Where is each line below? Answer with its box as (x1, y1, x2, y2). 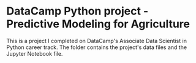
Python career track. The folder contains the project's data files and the (6, 44, 187, 51)
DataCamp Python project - (6, 4, 149, 18)
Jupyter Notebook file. (6, 50, 63, 57)
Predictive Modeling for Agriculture (6, 17, 190, 31)
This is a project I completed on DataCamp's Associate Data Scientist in (6, 37, 187, 44)
